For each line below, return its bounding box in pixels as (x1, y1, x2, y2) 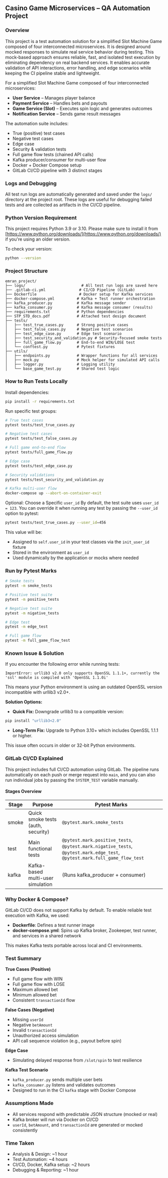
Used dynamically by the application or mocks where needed (12, 555, 139, 561)
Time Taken (5, 1139, 34, 1146)
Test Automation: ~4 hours (12, 1156, 68, 1162)
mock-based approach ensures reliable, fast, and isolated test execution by (5, 54, 160, 60)
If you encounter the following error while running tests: (5, 661, 120, 667)
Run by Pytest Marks (5, 567, 57, 574)
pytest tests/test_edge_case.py (5, 463, 72, 468)
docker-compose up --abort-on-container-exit (5, 491, 101, 496)
